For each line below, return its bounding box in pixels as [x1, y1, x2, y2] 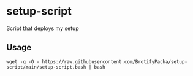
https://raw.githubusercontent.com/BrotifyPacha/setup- [42, 58, 188, 65]
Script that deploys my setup [6, 25, 79, 32]
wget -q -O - [6, 58, 40, 65]
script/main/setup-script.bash [6, 64, 86, 70]
